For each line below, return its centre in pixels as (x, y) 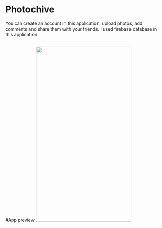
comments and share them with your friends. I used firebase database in (81, 28)
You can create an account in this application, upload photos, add (74, 23)
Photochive (30, 9)
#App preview (20, 220)
